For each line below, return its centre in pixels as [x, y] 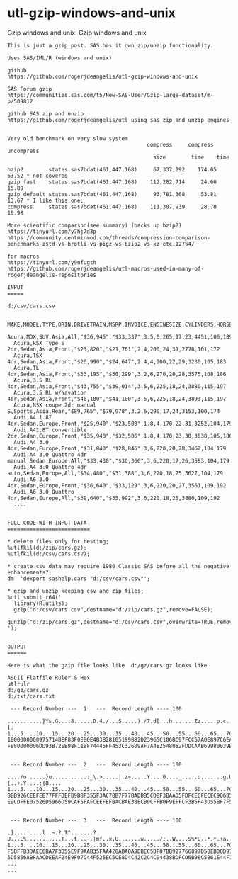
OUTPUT [17, 647]
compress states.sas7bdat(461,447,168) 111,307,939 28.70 [112, 207]
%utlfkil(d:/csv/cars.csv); [49, 554]
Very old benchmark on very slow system [68, 138]
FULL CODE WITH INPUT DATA [47, 523]
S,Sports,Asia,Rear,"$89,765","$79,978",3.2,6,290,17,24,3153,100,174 [114, 411]
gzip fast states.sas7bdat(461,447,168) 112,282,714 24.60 [112, 182]
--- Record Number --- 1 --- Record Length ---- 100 [96, 709]
